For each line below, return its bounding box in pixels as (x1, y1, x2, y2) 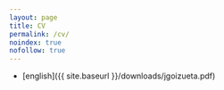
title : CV (9, 21, 46, 30)
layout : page (9, 12, 58, 22)
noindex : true (9, 37, 62, 47)
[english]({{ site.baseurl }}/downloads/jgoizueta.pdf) (21, 70, 216, 81)
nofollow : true (9, 46, 66, 55)
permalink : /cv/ (9, 29, 70, 38)
